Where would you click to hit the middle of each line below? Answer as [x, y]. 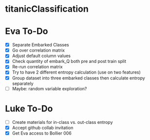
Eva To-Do [27, 31]
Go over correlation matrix [38, 50]
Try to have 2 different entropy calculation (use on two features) [76, 72]
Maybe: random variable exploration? [49, 88]
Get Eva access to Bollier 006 [42, 133]
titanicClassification [47, 9]
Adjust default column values [41, 56]
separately [23, 83]
